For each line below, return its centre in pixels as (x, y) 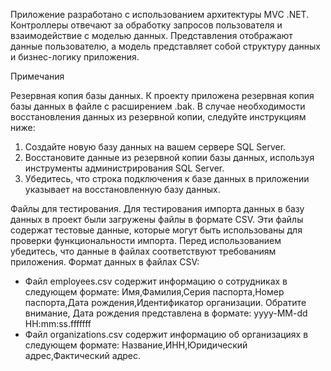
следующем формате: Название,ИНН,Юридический (136, 345)
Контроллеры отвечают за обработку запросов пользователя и (146, 25)
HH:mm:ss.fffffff (58, 323)
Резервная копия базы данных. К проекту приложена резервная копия (162, 95)
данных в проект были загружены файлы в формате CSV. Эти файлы (157, 219)
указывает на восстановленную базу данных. (122, 189)
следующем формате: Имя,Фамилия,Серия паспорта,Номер (154, 292)
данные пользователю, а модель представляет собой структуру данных (165, 46)
